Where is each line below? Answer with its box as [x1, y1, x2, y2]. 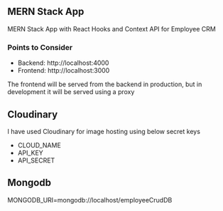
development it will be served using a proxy [7, 88, 135, 96]
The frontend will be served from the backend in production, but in [7, 80, 202, 88]
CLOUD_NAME [17, 140, 62, 149]
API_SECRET [17, 156, 55, 165]
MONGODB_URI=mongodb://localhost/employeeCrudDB [7, 195, 173, 204]
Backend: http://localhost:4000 [17, 58, 109, 67]
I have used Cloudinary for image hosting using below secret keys [7, 127, 201, 135]
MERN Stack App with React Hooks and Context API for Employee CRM [7, 24, 217, 33]
